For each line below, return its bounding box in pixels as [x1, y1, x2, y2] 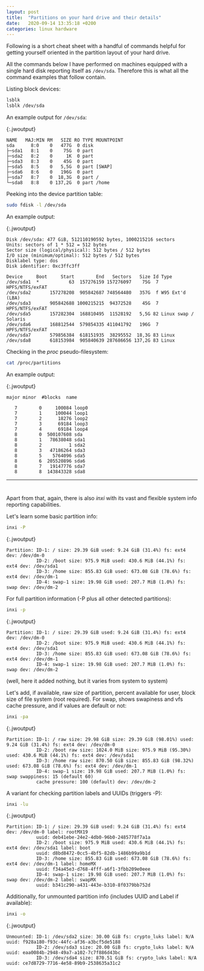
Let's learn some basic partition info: [6, 512, 98, 519]
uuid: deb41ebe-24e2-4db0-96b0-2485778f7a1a [36, 834, 151, 841]
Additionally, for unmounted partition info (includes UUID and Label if [6, 893, 179, 900]
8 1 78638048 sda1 [14, 436, 86, 443]
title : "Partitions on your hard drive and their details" [6, 15, 162, 21]
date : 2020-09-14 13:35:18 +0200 [6, 20, 97, 26]
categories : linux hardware [6, 25, 78, 32]
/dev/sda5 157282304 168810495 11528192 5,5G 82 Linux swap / [6, 311, 194, 317]
